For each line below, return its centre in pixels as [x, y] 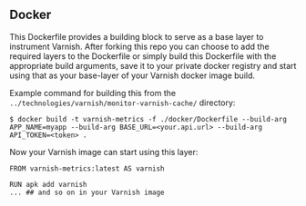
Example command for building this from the [92, 93]
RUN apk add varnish [49, 184]
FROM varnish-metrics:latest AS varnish [87, 168]
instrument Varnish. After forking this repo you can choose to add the [140, 46]
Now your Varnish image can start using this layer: [104, 152]
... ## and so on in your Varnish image [87, 192]
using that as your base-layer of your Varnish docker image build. [133, 75]
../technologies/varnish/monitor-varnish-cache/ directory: [122, 103]
